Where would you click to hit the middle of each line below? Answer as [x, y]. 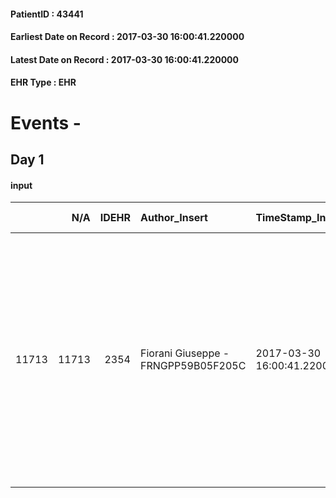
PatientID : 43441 [47, 14]
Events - [46, 122]
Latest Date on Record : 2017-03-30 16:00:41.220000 [124, 59]
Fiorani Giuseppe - [184, 353]
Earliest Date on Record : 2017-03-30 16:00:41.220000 [127, 37]
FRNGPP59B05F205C [193, 366]
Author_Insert [173, 218]
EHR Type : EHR [43, 82]
